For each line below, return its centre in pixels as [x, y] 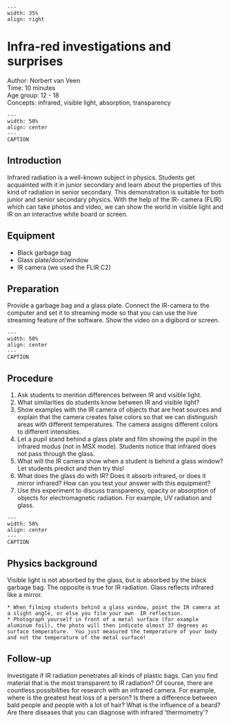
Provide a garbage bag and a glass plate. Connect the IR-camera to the [108, 306]
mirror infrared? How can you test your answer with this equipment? [114, 483]
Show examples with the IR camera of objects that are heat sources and [119, 410]
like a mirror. [25, 595]
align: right [26, 19]
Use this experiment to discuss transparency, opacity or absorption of [117, 491]
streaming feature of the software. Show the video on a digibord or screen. [113, 320]
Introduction [34, 161]
